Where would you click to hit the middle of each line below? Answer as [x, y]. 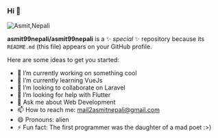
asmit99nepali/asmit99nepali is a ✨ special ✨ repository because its [106, 39]
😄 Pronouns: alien [43, 120]
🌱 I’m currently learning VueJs [60, 81]
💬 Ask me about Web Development [66, 102]
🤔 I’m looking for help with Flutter [64, 95]
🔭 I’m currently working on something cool [77, 73]
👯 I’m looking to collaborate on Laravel [71, 87]
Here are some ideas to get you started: [63, 60]
